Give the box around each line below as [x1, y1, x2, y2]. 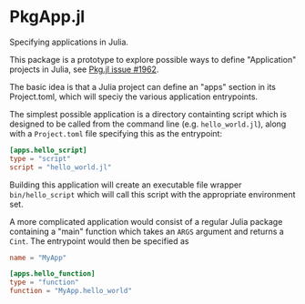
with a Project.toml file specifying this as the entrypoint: [9, 127, 223, 138]
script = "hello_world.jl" [9, 162, 112, 172]
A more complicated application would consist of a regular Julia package [9, 216, 283, 227]
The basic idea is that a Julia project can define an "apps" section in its [9, 81, 276, 92]
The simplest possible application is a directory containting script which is [9, 108, 287, 119]
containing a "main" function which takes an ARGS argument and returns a [9, 226, 284, 237]
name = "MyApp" [9, 253, 67, 262]
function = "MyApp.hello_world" [9, 287, 132, 296]
